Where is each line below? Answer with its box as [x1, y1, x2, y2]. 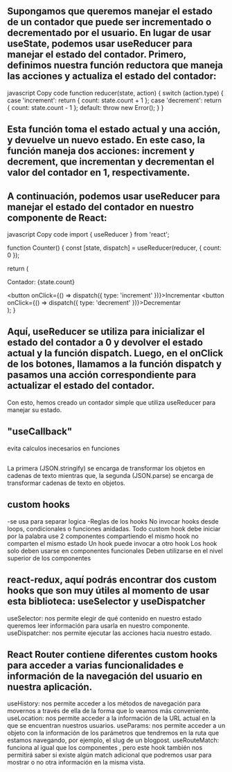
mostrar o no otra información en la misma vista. [7, 758, 145, 766]
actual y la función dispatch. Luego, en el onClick [7, 347, 224, 359]
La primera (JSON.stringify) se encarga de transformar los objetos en [7, 464, 206, 472]
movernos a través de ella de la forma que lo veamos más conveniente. [7, 707, 211, 715]
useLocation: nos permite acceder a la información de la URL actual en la [7, 714, 216, 722]
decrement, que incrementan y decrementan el [7, 156, 215, 168]
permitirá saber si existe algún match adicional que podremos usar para [7, 751, 212, 760]
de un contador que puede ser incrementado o [7, 17, 212, 28]
